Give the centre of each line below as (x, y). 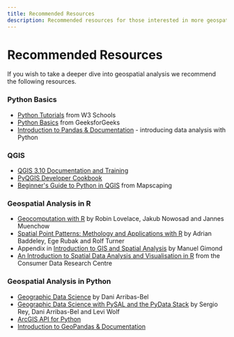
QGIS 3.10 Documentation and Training (73, 171)
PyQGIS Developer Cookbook (60, 178)
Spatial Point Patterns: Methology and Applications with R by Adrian (115, 234)
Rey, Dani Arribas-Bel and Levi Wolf (68, 311)
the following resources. (42, 82)
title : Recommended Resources (51, 14)
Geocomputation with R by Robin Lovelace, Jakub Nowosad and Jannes (120, 219)
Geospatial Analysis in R (49, 203)
